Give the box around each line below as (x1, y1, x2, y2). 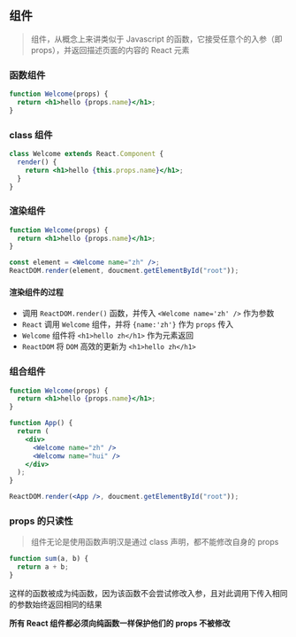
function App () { (9, 419, 73, 428)
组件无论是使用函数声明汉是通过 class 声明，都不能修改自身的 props (30, 537, 279, 548)
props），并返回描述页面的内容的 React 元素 (30, 44, 190, 55)
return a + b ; (17, 563, 69, 571)
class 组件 (9, 128, 53, 141)
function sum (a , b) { (9, 555, 89, 563)
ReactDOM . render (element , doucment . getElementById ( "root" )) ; (9, 267, 239, 276)
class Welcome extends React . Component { (9, 150, 164, 159)
